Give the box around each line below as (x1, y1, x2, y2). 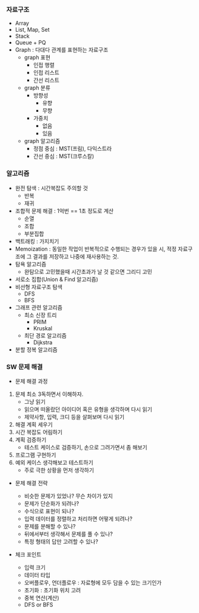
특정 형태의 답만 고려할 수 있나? (24, 538, 98, 545)
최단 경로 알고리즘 (24, 331, 67, 339)
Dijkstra (33, 339, 53, 346)
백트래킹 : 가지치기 (15, 237, 59, 244)
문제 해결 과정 (15, 377, 48, 384)
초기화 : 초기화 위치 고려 (24, 586, 81, 594)
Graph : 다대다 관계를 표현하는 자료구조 (15, 46, 109, 54)
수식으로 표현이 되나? (24, 507, 75, 514)
